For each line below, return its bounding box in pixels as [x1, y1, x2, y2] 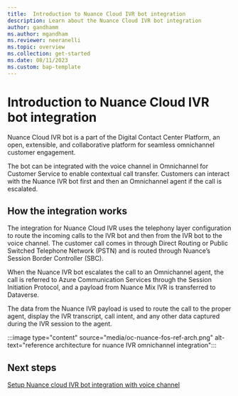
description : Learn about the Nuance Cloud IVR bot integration [7, 17, 202, 24]
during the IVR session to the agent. [7, 320, 112, 328]
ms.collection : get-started [7, 51, 91, 58]
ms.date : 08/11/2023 [7, 57, 69, 64]
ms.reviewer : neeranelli [7, 37, 81, 44]
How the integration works [7, 204, 128, 217]
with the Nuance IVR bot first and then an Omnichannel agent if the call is [7, 177, 222, 185]
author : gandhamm [7, 24, 59, 31]
